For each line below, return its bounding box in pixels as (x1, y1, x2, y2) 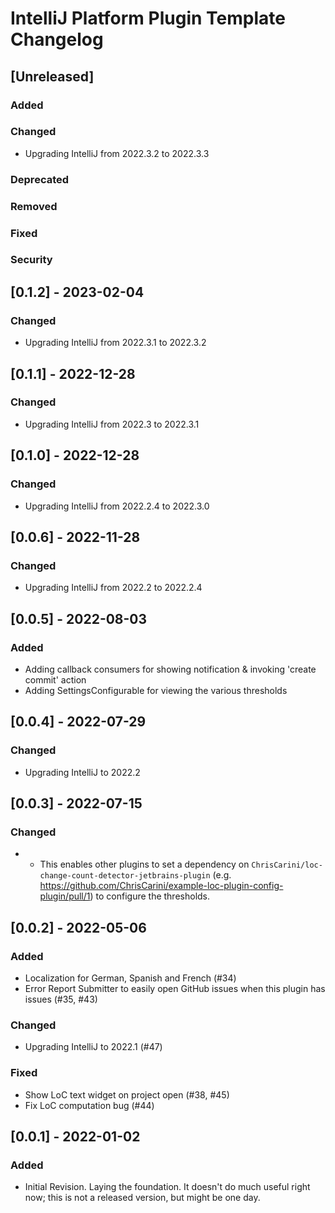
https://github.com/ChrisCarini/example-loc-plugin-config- (39, 880, 284, 892)
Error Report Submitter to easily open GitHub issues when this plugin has (24, 982, 326, 994)
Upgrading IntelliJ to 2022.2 (24, 766, 141, 778)
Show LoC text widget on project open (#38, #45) (24, 1088, 230, 1101)
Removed (10, 199, 58, 213)
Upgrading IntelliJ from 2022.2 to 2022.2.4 (24, 582, 203, 594)
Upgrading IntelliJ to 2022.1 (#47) (24, 1041, 163, 1053)
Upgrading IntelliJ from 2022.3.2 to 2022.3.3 (24, 147, 210, 159)
